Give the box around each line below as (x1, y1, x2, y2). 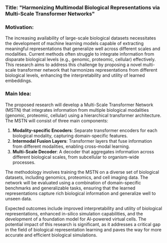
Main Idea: (5, 90, 31, 97)
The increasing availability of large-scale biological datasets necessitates (5, 35, 156, 41)
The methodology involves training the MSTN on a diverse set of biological (5, 169, 159, 175)
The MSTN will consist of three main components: (5, 117, 108, 124)
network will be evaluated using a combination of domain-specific (5, 179, 141, 185)
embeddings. (5, 78, 32, 84)
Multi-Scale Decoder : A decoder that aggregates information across (12, 148, 154, 154)
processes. (12, 159, 36, 165)
